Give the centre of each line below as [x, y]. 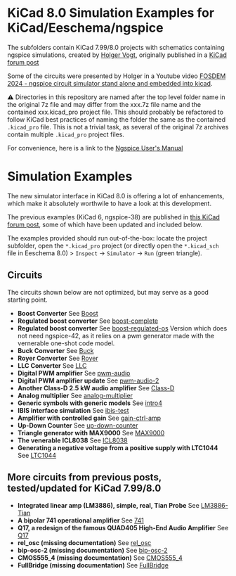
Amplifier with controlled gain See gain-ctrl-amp [89, 418]
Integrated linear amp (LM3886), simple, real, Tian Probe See [109, 505]
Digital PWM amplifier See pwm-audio [74, 373]
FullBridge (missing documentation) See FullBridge [93, 565]
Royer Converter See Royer [58, 358]
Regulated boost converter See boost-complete [88, 321]
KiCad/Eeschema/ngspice [85, 28]
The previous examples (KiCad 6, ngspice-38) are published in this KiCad [113, 217]
